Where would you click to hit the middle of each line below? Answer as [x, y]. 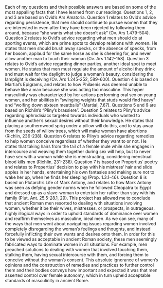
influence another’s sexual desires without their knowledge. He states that [79, 120]
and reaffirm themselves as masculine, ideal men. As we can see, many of [80, 219]
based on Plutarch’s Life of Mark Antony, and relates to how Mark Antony [78, 182]
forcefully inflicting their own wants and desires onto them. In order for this [80, 234]
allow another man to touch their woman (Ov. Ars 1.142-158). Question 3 [77, 59]
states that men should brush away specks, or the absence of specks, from [81, 48]
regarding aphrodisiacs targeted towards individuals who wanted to [72, 115]
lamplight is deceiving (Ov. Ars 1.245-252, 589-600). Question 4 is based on [81, 79]
